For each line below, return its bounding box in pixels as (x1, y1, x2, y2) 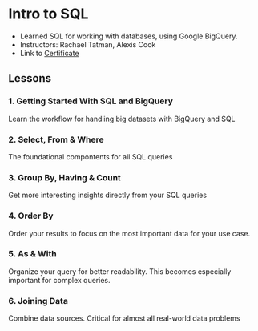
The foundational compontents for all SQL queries (8, 151, 173, 161)
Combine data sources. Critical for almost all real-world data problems (8, 313, 240, 323)
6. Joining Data (8, 295, 68, 306)
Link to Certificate (19, 48, 79, 58)
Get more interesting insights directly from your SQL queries (8, 190, 207, 200)
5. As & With (8, 248, 58, 260)
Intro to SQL (8, 5, 89, 23)
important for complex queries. (8, 275, 111, 285)
